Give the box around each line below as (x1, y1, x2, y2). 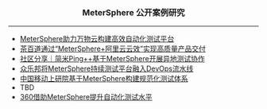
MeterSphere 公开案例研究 (82, 6, 185, 18)
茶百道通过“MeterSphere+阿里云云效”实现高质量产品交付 (19, 44, 207, 53)
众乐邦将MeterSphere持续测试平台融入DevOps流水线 (19, 64, 194, 73)
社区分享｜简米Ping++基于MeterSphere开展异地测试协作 (19, 54, 205, 64)
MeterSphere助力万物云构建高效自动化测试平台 (19, 34, 175, 44)
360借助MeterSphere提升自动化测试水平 (19, 92, 153, 102)
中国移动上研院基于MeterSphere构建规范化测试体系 (19, 74, 188, 84)
